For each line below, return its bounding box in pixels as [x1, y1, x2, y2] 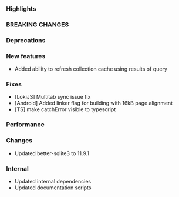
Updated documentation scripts [14, 184, 92, 191]
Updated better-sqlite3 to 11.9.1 [14, 149, 90, 157]
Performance [6, 121, 45, 129]
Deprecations [6, 36, 46, 44]
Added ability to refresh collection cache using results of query [14, 65, 167, 72]
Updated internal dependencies [14, 178, 92, 185]
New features [6, 52, 46, 60]
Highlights [6, 5, 36, 13]
